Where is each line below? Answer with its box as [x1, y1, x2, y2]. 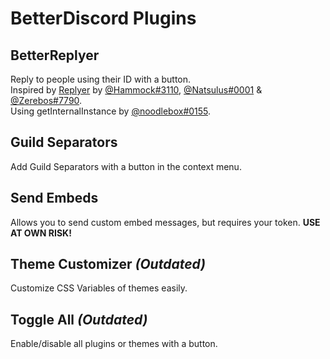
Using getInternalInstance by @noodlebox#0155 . [10, 105, 212, 117]
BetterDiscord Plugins [10, 7, 197, 30]
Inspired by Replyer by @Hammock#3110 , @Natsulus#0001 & [10, 84, 263, 96]
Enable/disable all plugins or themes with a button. [10, 338, 218, 350]
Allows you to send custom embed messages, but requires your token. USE [10, 216, 321, 228]
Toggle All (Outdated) [10, 311, 148, 328]
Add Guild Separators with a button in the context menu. [10, 160, 242, 172]
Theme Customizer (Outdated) [10, 256, 207, 273]
